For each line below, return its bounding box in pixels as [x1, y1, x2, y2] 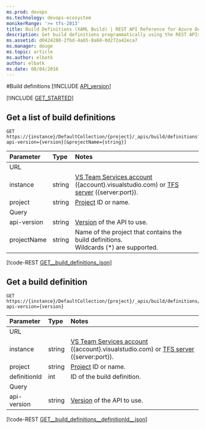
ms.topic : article [6, 49, 53, 55]
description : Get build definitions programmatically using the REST [6, 32, 187, 38]
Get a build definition [6, 277, 88, 287]
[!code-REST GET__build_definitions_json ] [6, 259, 112, 266]
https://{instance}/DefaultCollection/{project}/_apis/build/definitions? [6, 134, 201, 140]
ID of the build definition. [70, 373, 142, 381]
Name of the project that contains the [75, 228, 182, 236]
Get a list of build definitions [6, 112, 116, 122]
